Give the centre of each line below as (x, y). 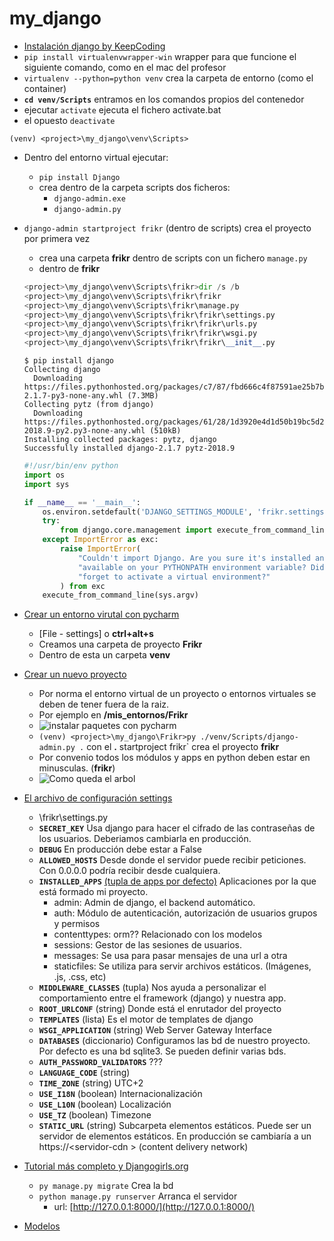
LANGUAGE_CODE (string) (84, 1073)
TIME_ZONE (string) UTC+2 (91, 1083)
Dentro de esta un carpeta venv (104, 655)
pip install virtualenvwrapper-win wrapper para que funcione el (160, 56)
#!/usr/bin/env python (71, 466)
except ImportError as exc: (100, 540)
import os (44, 475)
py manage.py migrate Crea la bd (106, 1186)
